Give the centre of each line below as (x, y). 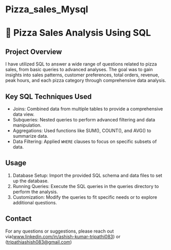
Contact (18, 219)
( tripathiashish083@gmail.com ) (39, 242)
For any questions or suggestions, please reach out (60, 231)
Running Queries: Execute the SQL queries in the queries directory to (86, 186)
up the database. (31, 181)
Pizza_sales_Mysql (47, 9)
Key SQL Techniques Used (49, 97)
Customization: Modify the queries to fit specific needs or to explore (85, 197)
